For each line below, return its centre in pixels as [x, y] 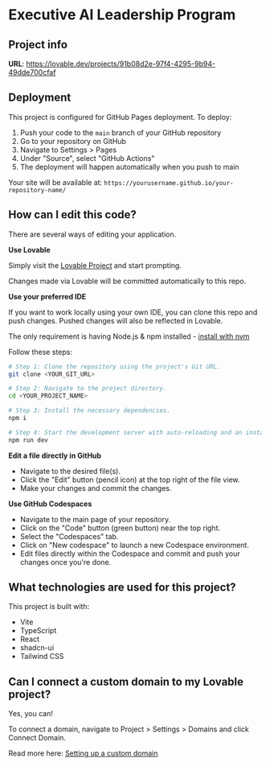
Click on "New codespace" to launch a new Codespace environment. [134, 545]
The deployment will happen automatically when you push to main [129, 167]
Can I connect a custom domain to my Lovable [126, 682]
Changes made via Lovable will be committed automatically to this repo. [127, 281]
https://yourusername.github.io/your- [169, 183]
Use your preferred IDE [47, 296]
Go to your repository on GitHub [73, 141]
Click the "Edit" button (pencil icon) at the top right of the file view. [130, 480]
